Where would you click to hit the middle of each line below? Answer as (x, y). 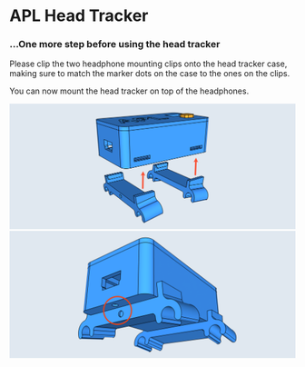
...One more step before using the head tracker (115, 45)
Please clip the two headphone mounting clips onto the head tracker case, (148, 64)
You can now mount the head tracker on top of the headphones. (129, 91)
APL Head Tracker (79, 16)
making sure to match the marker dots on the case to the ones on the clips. (150, 74)
